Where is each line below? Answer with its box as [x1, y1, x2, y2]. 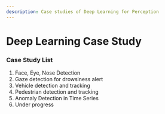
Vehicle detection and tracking [14, 82, 91, 90]
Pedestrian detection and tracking [14, 88, 99, 95]
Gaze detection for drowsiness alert [14, 76, 103, 83]
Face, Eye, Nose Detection [14, 69, 81, 76]
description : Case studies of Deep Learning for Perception [6, 8, 160, 15]
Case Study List [6, 56, 53, 64]
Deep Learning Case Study [6, 34, 142, 48]
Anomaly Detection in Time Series [14, 95, 99, 102]
